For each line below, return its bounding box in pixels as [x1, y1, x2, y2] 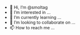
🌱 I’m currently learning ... [9, 15, 62, 20]
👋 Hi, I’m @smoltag [9, 5, 48, 10]
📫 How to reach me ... [9, 25, 55, 30]
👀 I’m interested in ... [9, 9, 51, 15]
